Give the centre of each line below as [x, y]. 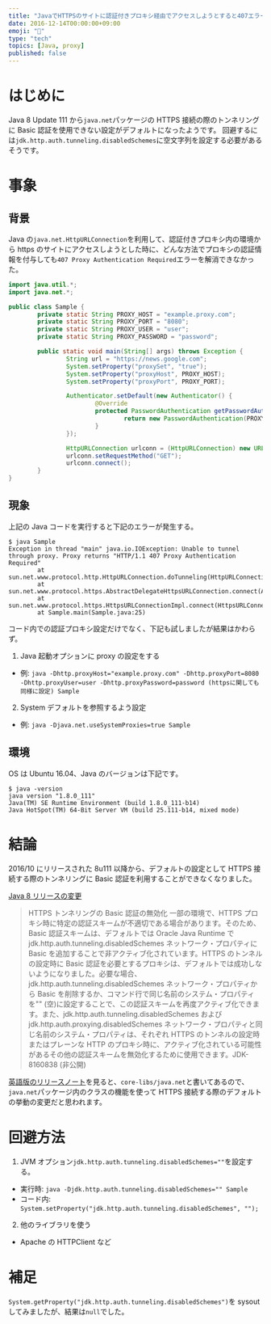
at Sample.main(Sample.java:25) [92, 612]
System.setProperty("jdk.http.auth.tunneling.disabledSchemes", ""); [140, 1208]
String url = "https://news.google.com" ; [136, 359]
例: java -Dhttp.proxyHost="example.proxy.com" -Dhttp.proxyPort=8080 [140, 673]
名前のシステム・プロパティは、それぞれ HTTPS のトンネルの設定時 [148, 1034]
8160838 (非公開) [57, 1065]
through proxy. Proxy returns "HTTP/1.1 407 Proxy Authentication [122, 556]
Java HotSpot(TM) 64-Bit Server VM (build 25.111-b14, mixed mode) [124, 810]
